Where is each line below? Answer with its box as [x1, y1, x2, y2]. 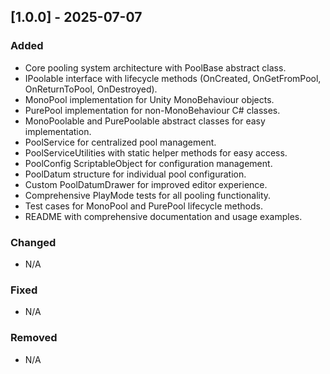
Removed [10, 331, 58, 345]
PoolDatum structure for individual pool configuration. [24, 168, 247, 180]
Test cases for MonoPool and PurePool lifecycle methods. [24, 200, 263, 212]
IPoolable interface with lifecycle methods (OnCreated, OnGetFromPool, [24, 72, 322, 84]
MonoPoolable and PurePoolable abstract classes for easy [24, 115, 266, 127]
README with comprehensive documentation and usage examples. [24, 210, 303, 222]
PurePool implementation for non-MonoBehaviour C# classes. [24, 104, 281, 116]
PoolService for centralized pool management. [24, 136, 217, 148]
